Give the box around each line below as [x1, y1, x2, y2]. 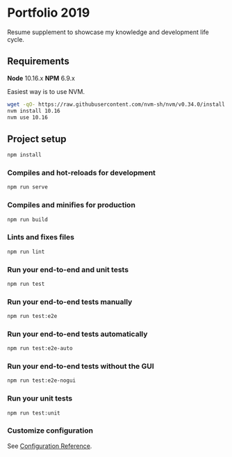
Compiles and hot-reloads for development [7, 168, 156, 177]
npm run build [7, 216, 49, 223]
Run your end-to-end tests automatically [7, 329, 148, 339]
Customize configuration [7, 426, 94, 435]
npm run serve [7, 184, 49, 191]
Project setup [7, 133, 67, 145]
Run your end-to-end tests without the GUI [7, 362, 154, 371]
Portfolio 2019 [7, 5, 90, 21]
